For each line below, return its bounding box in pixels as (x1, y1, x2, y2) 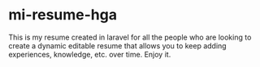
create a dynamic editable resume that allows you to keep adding (8, 40, 227, 50)
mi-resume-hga (8, 6, 118, 24)
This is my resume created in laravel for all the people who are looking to (8, 32, 252, 42)
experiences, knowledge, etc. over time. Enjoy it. (8, 49, 171, 59)
